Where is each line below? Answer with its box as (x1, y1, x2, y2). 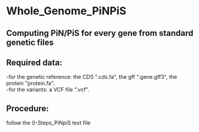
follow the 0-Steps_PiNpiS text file (6, 119, 91, 127)
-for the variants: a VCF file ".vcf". (6, 86, 90, 93)
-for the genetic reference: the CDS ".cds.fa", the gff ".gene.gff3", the (6, 73, 177, 81)
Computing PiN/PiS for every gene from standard (6, 28, 194, 38)
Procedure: (6, 103, 49, 113)
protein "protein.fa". (6, 79, 55, 87)
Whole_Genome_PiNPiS (6, 4, 127, 18)
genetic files (6, 37, 54, 47)
